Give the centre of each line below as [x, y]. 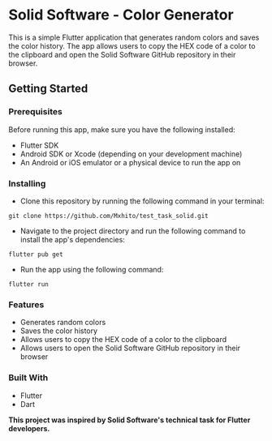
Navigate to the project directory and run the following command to [133, 231]
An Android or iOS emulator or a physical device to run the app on [130, 162]
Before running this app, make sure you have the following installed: [122, 129]
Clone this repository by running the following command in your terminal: [142, 201]
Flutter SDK [39, 145]
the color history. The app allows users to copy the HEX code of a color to [132, 45]
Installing [27, 183]
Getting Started [48, 89]
